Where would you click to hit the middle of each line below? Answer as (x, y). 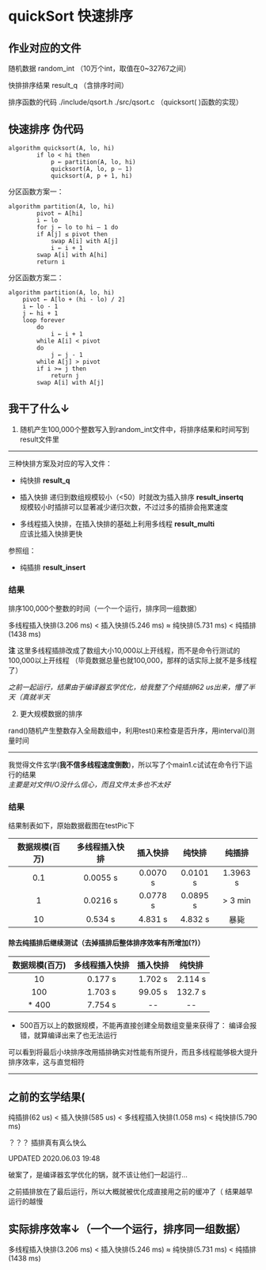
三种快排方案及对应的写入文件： (60, 463)
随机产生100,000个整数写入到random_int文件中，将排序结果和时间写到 (134, 429)
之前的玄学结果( (47, 1097)
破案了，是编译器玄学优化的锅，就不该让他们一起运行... (98, 1175)
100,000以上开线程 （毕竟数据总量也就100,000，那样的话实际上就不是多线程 (133, 660)
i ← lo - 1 (40, 306)
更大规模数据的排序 (51, 714)
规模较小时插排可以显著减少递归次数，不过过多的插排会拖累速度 (123, 506)
